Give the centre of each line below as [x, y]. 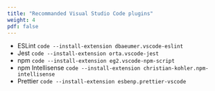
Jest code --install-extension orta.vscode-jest [88, 53]
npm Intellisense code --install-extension [79, 68]
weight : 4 [21, 20]
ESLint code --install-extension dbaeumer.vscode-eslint [100, 46]
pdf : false [23, 26]
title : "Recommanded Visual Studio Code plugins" [80, 13]
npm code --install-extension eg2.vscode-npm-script [96, 61]
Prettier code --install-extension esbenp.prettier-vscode [102, 81]
